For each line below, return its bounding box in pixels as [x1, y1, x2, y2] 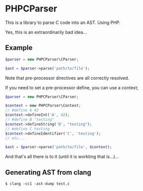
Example [5, 43, 33, 52]
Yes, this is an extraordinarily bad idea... [5, 29, 87, 35]
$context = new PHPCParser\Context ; [5, 103, 81, 108]
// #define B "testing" [5, 117, 55, 122]
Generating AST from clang [5, 168, 91, 177]
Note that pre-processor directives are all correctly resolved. [5, 75, 130, 81]
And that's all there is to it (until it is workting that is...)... [5, 154, 119, 160]
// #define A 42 [5, 108, 39, 113]
